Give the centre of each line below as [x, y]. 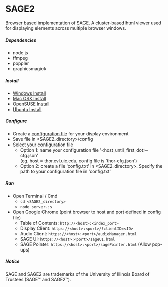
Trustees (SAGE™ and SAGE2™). [38, 279]
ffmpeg [20, 58]
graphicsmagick [29, 68]
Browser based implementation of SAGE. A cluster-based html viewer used [83, 23]
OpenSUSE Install [31, 104]
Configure [16, 121]
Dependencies [21, 40]
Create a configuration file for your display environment [70, 134]
